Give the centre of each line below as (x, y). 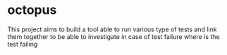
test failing (23, 44)
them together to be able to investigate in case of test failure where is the (114, 36)
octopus (32, 10)
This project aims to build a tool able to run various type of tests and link (112, 29)
